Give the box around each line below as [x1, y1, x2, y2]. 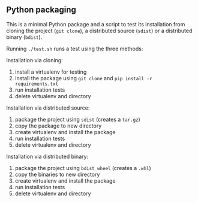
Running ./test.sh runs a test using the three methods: [6, 45, 143, 52]
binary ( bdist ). [6, 33, 43, 41]
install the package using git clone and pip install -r [14, 74, 152, 81]
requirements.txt [14, 81, 59, 87]
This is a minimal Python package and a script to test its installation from [6, 20, 185, 28]
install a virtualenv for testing [14, 68, 87, 75]
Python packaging [6, 5, 77, 15]
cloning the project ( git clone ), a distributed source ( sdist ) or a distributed [6, 27, 193, 34]
